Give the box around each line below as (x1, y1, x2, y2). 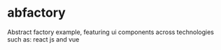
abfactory (7, 5, 66, 21)
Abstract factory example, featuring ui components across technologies (7, 28, 215, 36)
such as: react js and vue (7, 35, 80, 43)
